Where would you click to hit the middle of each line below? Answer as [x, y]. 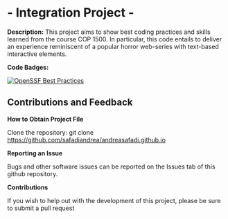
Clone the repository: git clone [51, 132]
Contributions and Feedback [70, 103]
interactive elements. [37, 54]
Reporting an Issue [35, 153]
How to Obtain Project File [45, 119]
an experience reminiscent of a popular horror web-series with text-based [113, 46]
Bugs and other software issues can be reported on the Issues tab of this [111, 166]
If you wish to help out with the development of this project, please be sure [114, 200]
